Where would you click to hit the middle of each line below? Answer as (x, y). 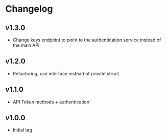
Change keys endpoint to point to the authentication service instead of (87, 40)
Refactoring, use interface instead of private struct (66, 73)
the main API (26, 45)
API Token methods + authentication (51, 102)
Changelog (29, 9)
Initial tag (22, 130)
